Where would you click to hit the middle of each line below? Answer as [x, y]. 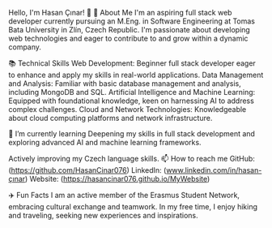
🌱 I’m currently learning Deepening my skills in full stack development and [132, 133]
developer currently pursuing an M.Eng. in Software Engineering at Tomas [132, 21]
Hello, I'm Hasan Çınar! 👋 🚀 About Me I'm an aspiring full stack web [120, 13]
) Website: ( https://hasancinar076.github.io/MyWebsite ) [117, 179]
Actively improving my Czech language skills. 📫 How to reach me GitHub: [132, 159]
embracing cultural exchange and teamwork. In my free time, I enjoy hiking [133, 206]
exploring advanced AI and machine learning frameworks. [105, 142]
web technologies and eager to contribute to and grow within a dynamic [128, 38]
